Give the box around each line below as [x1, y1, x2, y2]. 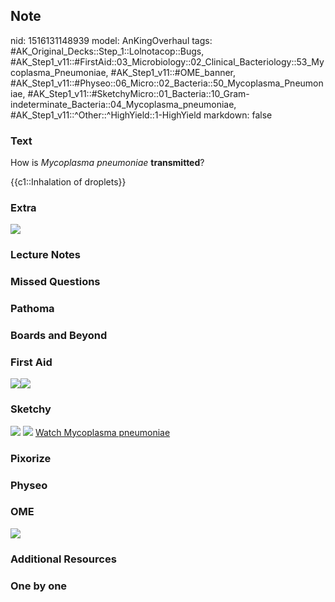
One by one [10, 579, 68, 593]
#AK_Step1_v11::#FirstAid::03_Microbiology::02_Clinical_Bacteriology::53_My [10, 55, 325, 68]
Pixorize [10, 451, 52, 465]
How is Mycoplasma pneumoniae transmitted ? [10, 157, 205, 169]
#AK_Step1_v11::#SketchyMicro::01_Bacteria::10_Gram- [27, 87, 250, 99]
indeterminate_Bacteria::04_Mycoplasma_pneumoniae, [10, 98, 237, 110]
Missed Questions [10, 275, 101, 289]
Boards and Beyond [10, 329, 108, 343]
